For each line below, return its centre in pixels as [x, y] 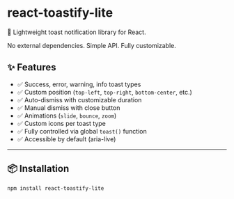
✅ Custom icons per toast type [62, 123]
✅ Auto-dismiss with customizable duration [79, 99]
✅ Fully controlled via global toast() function [82, 131]
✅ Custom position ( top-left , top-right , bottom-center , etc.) [105, 92]
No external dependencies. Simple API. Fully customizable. [92, 45]
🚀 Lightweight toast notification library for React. [77, 32]
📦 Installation [38, 169]
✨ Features [32, 67]
